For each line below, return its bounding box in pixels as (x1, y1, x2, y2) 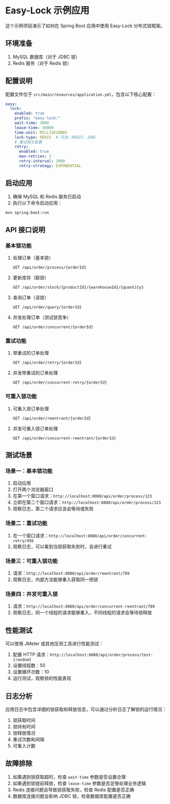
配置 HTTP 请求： (12, 652, 50, 658)
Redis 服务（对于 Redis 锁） (12, 60, 72, 66)
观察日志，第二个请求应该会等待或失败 (12, 506, 94, 512)
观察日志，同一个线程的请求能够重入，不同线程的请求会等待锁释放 (12, 610, 152, 616)
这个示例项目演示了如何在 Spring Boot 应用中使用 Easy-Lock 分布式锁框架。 (5, 23, 165, 29)
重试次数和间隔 (12, 736, 45, 742)
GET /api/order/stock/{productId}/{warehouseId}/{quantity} (12, 285, 144, 290)
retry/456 (12, 538, 34, 544)
